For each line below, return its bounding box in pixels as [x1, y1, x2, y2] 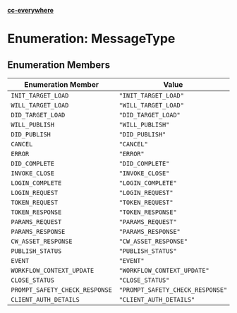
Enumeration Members [7, 59, 111, 71]
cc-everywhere [7, 6, 54, 14]
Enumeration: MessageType [7, 31, 176, 47]
